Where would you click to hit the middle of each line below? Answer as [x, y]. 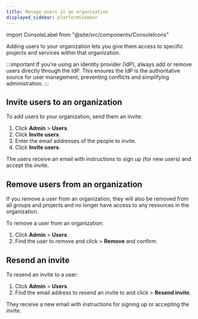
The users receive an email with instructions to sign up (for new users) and [99, 159]
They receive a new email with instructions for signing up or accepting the [98, 304]
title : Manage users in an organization [58, 12]
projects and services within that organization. [64, 52]
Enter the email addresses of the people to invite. [76, 141]
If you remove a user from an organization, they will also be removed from [97, 199]
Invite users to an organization [64, 102]
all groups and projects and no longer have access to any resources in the [98, 205]
